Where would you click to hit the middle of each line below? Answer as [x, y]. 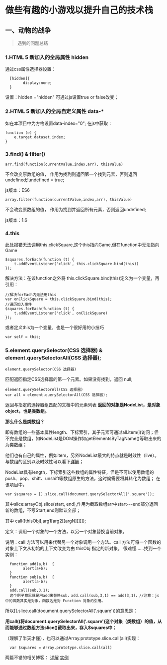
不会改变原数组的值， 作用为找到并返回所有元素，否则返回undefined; [76, 209]
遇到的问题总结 [33, 43]
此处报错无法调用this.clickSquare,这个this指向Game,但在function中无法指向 [82, 245]
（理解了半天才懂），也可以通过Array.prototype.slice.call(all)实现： [73, 638]
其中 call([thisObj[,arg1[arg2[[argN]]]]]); [45, 521]
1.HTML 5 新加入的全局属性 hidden [47, 57]
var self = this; [23, 337]
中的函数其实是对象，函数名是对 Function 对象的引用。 [55, 601]
